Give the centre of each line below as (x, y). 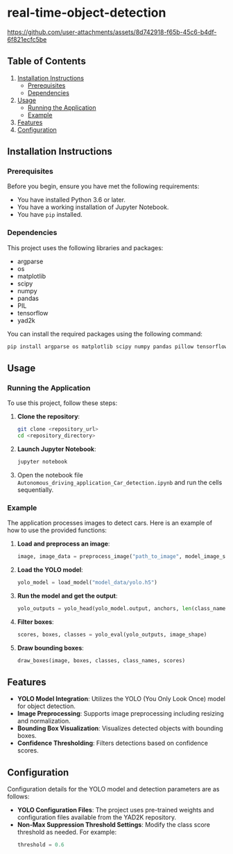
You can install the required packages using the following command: (105, 334)
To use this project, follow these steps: (62, 403)
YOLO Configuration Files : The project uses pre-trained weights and (115, 810)
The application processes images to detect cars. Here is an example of (110, 523)
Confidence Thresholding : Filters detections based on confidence (112, 743)
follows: (18, 796)
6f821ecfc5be (27, 39)
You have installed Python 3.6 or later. (71, 200)
